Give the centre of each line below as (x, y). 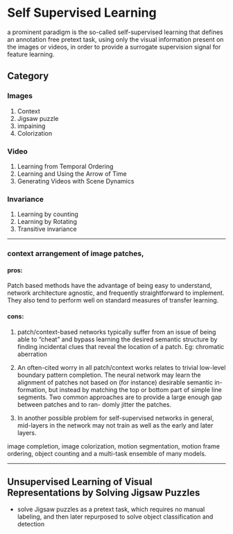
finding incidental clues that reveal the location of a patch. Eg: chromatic (121, 346)
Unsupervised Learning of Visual (80, 482)
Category (28, 76)
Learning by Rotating (47, 222)
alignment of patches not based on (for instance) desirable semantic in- (120, 382)
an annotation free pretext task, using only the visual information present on (115, 39)
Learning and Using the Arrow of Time (72, 173)
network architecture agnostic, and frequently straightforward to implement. (116, 293)
